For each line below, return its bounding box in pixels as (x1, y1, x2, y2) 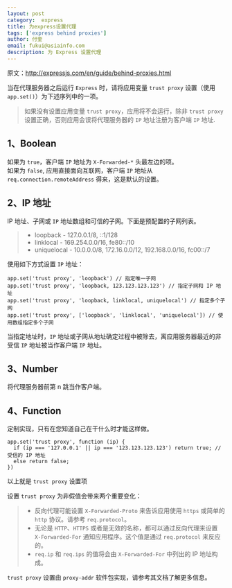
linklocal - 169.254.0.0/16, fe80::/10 (34, 238, 135, 246)
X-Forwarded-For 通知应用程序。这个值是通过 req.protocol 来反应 (34, 533, 221, 541)
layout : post (7, 10, 45, 17)
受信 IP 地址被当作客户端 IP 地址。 (7, 340, 106, 349)
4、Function (7, 405, 62, 417)
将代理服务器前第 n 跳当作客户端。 (7, 383, 106, 391)
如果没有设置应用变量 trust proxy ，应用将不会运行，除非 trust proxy (24, 107, 224, 115)
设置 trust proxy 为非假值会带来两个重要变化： (7, 492, 142, 500)
